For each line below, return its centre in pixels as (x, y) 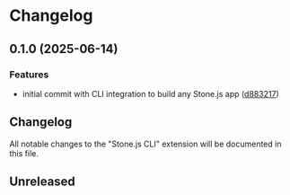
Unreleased (43, 182)
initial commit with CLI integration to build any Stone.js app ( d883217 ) (151, 93)
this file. (24, 153)
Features (29, 75)
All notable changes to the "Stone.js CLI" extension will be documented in (145, 144)
